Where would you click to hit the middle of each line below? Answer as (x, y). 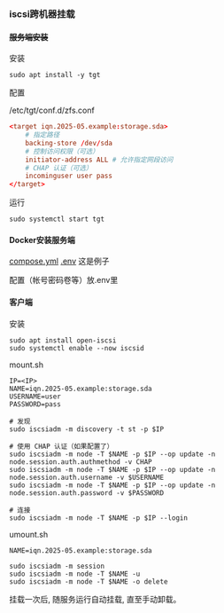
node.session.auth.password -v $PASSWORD (87, 493)
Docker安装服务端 (42, 240)
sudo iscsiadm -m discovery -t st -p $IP (87, 429)
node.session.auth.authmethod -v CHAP (81, 462)
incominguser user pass (69, 176)
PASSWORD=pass (35, 404)
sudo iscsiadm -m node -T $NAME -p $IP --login (99, 518)
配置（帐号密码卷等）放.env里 (64, 280)
